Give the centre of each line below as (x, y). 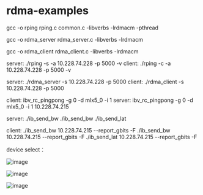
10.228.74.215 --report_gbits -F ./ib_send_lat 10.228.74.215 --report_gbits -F (102, 137)
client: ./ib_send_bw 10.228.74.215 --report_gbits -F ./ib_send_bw (88, 130)
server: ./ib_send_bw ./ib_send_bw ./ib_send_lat (66, 118)
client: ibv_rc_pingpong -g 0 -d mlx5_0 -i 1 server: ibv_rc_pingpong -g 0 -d (100, 100)
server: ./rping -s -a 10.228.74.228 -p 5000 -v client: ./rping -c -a (89, 63)
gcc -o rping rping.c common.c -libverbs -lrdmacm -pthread (83, 28)
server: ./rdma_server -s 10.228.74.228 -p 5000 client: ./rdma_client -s (95, 82)
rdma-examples (47, 11)
